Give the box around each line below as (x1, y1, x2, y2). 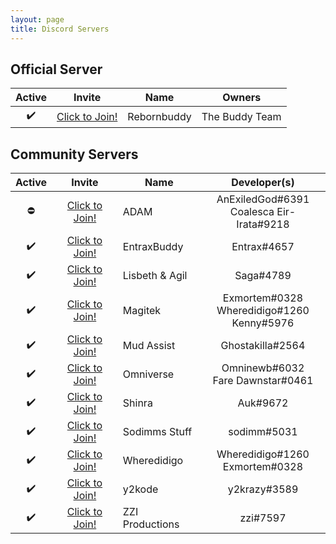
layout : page (10, 14, 65, 25)
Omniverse (122, 367, 175, 381)
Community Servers (10, 146, 139, 163)
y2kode (122, 482, 159, 496)
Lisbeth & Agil (122, 269, 188, 283)
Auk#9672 (237, 396, 289, 410)
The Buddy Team (201, 109, 282, 123)
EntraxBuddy (122, 240, 184, 254)
